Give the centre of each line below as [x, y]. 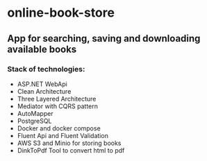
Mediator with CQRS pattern [58, 106]
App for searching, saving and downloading [104, 39]
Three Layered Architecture [57, 99]
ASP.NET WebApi [42, 84]
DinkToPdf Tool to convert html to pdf [71, 150]
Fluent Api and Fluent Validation [63, 135]
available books [42, 49]
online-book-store [61, 13]
